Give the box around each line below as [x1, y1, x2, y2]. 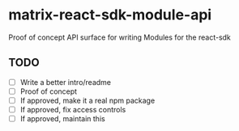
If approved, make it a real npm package [19, 95, 156, 105]
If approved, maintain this [19, 114, 105, 123]
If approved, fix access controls [19, 104, 126, 114]
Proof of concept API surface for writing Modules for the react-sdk [8, 32, 231, 42]
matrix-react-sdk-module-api [8, 6, 212, 24]
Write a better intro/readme [19, 77, 112, 87]
